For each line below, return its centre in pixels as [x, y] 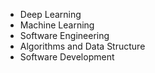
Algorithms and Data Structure [82, 46]
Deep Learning [50, 14]
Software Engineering [64, 35]
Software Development [67, 57]
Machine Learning [57, 25]
